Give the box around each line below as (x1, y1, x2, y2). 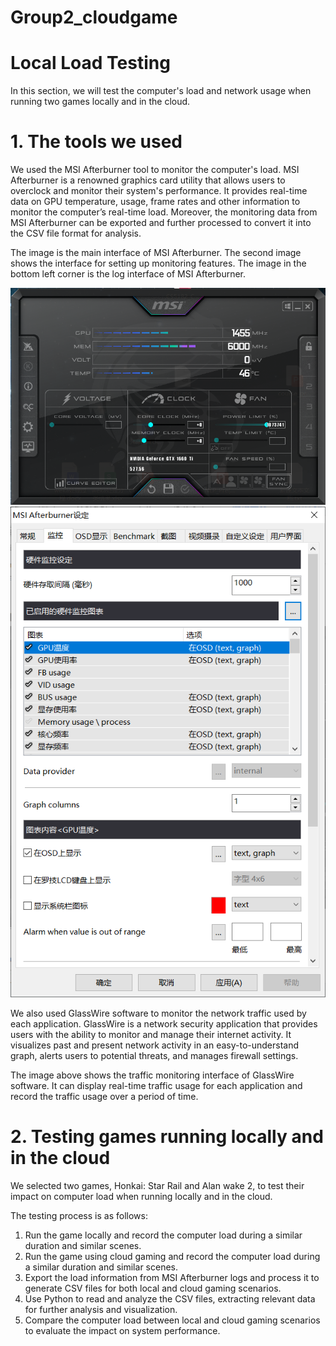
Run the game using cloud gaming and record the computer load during (24, 1251, 321, 1263)
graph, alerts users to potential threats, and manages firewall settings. (10, 1050, 299, 1062)
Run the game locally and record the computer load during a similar (24, 1229, 303, 1241)
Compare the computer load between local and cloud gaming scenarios (24, 1314, 321, 1326)
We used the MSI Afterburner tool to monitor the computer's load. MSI (10, 164, 300, 176)
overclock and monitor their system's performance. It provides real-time (10, 185, 308, 197)
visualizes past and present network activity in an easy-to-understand (10, 1039, 300, 1051)
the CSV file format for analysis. (10, 227, 142, 240)
